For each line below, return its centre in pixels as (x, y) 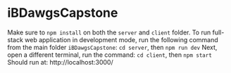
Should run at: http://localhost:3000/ (61, 62)
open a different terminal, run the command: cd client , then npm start (110, 55)
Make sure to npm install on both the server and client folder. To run (109, 32)
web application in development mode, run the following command (121, 39)
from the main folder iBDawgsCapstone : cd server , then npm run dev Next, (112, 47)
